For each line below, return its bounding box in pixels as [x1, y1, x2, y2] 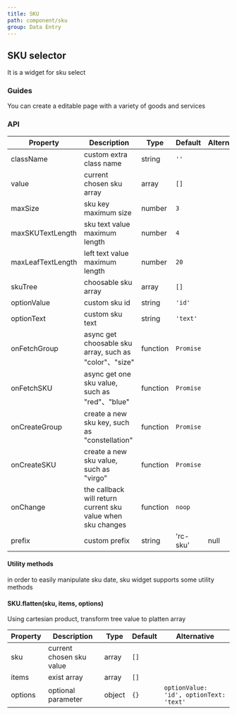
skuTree [11, 281, 37, 291]
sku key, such [83, 417, 130, 427]
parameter [48, 695, 83, 704]
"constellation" [83, 435, 133, 445]
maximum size [83, 207, 132, 217]
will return [83, 493, 118, 503]
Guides [7, 86, 33, 96]
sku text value [83, 219, 130, 229]
